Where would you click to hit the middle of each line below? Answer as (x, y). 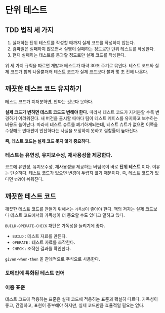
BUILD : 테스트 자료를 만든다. (40, 236)
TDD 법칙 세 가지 (29, 30)
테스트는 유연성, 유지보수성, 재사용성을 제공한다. (59, 155)
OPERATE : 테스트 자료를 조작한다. (44, 242)
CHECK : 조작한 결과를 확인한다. (41, 248)
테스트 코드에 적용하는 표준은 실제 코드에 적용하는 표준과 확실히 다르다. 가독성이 (82, 299)
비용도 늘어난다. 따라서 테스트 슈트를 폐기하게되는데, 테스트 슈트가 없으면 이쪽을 (82, 124)
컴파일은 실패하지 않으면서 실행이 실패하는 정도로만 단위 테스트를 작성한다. (83, 49)
